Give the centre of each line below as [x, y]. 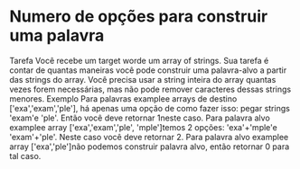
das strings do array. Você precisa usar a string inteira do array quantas [143, 79]
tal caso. [25, 156]
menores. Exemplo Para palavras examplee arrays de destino [123, 98]
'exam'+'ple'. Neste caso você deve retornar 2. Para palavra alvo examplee [149, 137]
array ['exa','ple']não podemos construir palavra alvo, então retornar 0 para [150, 147]
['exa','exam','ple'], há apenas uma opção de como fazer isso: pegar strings [150, 108]
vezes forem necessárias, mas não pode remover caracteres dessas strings [150, 89]
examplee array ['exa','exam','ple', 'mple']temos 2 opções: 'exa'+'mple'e [143, 127]
